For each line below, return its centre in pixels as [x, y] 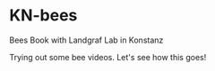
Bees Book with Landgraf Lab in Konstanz [86, 40]
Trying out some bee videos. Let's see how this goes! [108, 57]
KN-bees [43, 16]
